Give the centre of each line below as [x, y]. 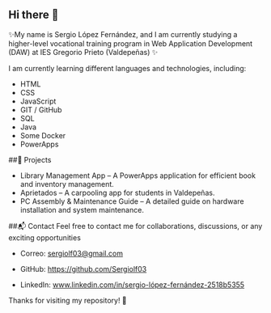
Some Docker [43, 135]
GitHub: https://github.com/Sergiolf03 [83, 269]
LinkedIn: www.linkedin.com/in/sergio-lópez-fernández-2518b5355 [132, 285]
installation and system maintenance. [82, 209]
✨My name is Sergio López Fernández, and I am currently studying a [123, 34]
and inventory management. [67, 184]
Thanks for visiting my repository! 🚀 [68, 300]
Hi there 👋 [34, 15]
